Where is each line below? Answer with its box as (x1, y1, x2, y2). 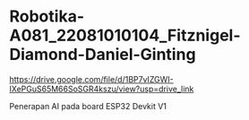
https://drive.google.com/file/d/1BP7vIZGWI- (9, 73, 174, 84)
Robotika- (9, 6, 85, 27)
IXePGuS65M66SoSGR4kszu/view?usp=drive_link (9, 83, 194, 94)
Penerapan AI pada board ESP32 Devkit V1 (9, 100, 167, 111)
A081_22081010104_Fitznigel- (9, 25, 241, 46)
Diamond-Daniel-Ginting (9, 45, 196, 64)
